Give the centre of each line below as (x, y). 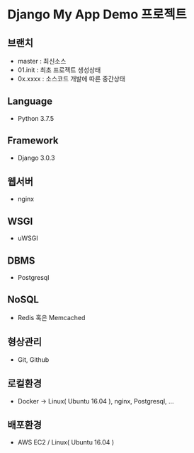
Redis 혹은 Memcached (51, 317)
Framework (33, 141)
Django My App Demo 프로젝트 (97, 14)
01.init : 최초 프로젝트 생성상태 (59, 70)
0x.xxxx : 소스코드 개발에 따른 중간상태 (72, 79)
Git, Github (33, 359)
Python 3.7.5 (36, 118)
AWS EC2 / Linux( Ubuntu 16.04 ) (66, 442)
